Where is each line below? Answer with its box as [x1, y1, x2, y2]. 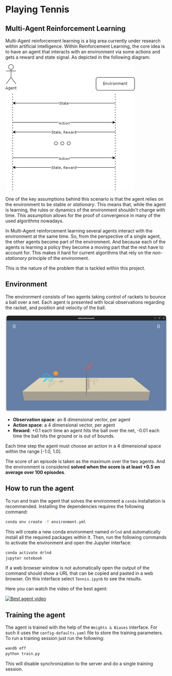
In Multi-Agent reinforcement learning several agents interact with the [5, 228, 153, 234]
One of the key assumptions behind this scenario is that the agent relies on [5, 196, 164, 202]
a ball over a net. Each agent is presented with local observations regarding [5, 299, 165, 305]
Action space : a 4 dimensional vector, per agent [12, 422, 116, 428]
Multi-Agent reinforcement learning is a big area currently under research [5, 38, 161, 44]
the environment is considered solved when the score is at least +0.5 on [5, 464, 160, 470]
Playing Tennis [5, 4, 70, 15]
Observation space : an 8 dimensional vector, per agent [12, 417, 131, 423]
